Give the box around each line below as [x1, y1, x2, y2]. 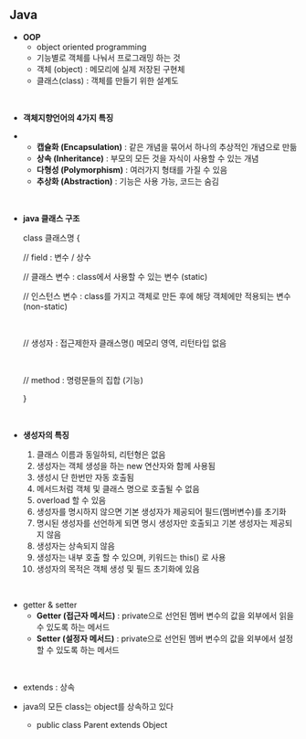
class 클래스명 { [22, 232, 80, 243]
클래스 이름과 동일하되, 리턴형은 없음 [36, 448, 166, 460]
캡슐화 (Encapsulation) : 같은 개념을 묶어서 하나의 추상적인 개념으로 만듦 [36, 141, 298, 152]
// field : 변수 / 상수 [22, 252, 91, 262]
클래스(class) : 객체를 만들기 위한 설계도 [36, 75, 179, 86]
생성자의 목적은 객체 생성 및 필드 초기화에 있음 [36, 562, 200, 574]
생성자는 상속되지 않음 [36, 540, 116, 552]
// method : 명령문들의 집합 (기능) [22, 374, 143, 385]
